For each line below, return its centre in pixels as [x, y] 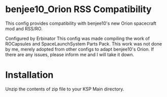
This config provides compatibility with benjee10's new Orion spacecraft [81, 23]
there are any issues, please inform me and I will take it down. [70, 55]
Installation [29, 75]
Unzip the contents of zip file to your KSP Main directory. [65, 89]
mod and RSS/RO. [24, 28]
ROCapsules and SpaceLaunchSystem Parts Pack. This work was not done [84, 43]
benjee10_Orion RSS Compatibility [78, 9]
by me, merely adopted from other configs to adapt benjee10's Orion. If [80, 49]
